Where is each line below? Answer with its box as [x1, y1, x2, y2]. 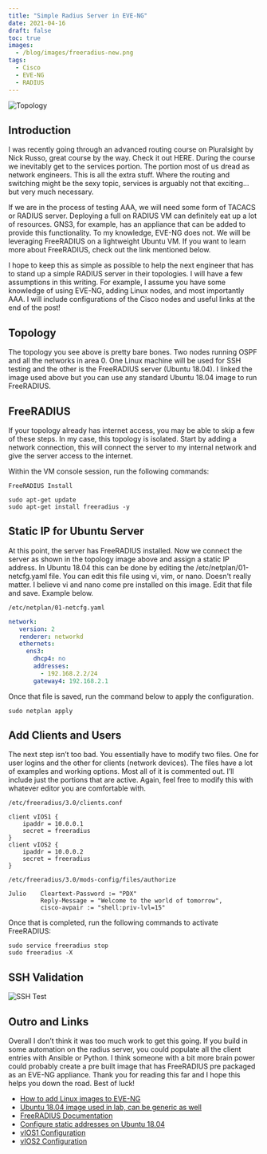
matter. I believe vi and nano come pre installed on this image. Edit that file [8, 580, 253, 589]
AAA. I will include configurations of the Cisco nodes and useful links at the [8, 295, 256, 304]
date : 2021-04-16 [8, 19, 66, 27]
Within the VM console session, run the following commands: [8, 466, 210, 476]
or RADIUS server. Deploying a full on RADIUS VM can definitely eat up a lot [8, 211, 257, 220]
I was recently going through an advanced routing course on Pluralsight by [8, 145, 253, 154]
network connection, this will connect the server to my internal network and [8, 442, 257, 452]
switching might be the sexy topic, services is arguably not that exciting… [8, 179, 249, 188]
